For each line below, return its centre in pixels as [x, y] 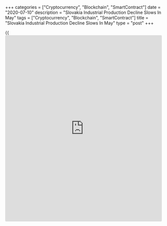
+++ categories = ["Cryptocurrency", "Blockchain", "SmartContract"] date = [83, 7]
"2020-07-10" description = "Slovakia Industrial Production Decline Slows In [83, 12]
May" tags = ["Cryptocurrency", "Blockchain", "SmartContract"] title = [77, 18]
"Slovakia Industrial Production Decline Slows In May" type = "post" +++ [80, 23]
